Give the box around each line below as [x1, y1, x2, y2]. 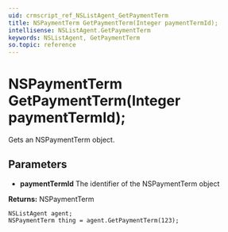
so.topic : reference [8, 41, 77, 49]
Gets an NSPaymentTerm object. [8, 135, 115, 145]
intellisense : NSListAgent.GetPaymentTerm [8, 26, 151, 34]
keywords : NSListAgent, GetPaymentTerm [8, 33, 141, 42]
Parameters [8, 158, 68, 171]
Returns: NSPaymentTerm [8, 194, 95, 203]
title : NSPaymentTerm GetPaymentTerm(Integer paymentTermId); [8, 19, 218, 27]
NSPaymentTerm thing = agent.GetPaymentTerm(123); [8, 216, 180, 224]
